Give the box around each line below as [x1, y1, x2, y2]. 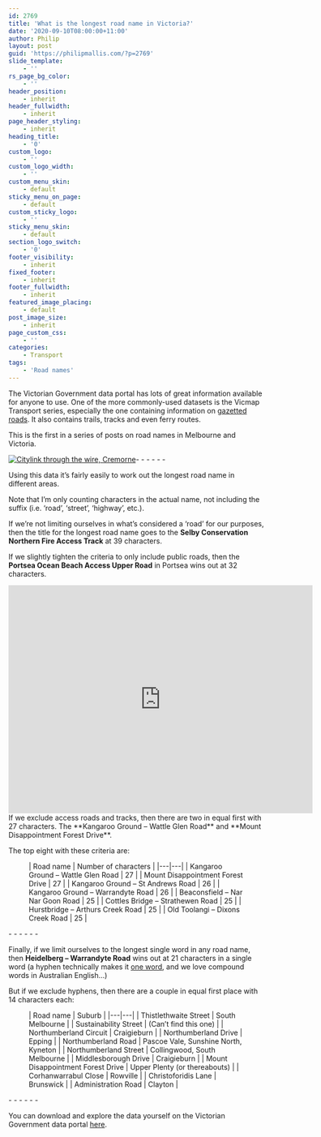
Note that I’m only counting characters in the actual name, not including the [8, 494, 260, 504]
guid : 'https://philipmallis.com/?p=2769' [8, 49, 154, 58]
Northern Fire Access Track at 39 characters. [8, 536, 162, 546]
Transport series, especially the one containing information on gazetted [8, 405, 247, 415]
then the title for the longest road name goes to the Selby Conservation [8, 527, 249, 537]
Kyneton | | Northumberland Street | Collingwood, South [28, 1045, 216, 1054]
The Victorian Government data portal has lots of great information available [8, 388, 263, 398]
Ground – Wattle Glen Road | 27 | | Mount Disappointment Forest [28, 869, 243, 880]
